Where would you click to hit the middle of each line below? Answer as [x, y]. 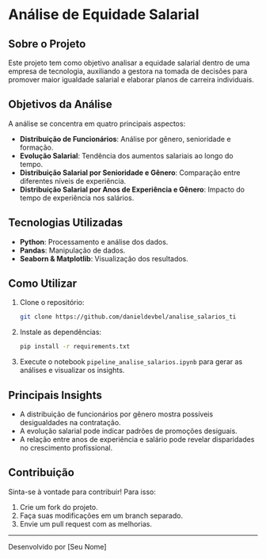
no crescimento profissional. [66, 448]
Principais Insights [55, 395]
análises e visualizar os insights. [72, 371]
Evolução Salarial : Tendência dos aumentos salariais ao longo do [126, 155]
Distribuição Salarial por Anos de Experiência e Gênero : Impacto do [132, 189]
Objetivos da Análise [60, 105]
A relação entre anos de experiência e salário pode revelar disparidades [137, 439]
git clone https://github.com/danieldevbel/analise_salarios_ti [128, 317]
